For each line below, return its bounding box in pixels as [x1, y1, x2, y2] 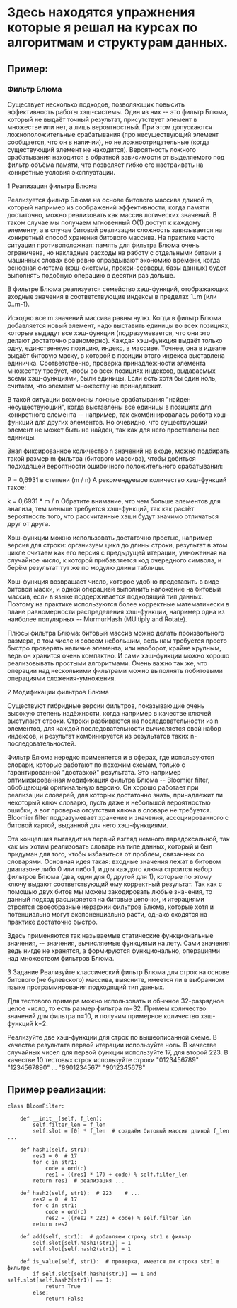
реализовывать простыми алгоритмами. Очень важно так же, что [7, 658, 207, 667]
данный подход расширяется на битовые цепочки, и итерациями [7, 895, 205, 903]
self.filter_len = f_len [33, 1121, 106, 1128]
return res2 [33, 1221, 69, 1228]
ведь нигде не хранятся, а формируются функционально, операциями [7, 946, 221, 955]
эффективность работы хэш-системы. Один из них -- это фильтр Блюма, [7, 107, 229, 116]
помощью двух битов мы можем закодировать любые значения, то [7, 887, 213, 895]
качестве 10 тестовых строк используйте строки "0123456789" [7, 1055, 200, 1064]
